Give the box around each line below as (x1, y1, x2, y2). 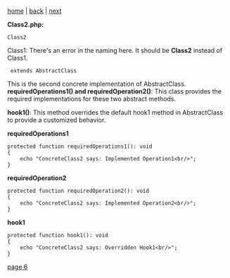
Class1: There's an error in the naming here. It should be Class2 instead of (7, 46, 223, 54)
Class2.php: (7, 20, 44, 28)
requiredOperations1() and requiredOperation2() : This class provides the (7, 87, 222, 95)
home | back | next (7, 7, 62, 15)
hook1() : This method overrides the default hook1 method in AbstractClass (7, 108, 224, 116)
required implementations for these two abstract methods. (7, 95, 177, 103)
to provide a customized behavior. (7, 116, 106, 124)
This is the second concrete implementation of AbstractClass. (7, 80, 186, 88)
